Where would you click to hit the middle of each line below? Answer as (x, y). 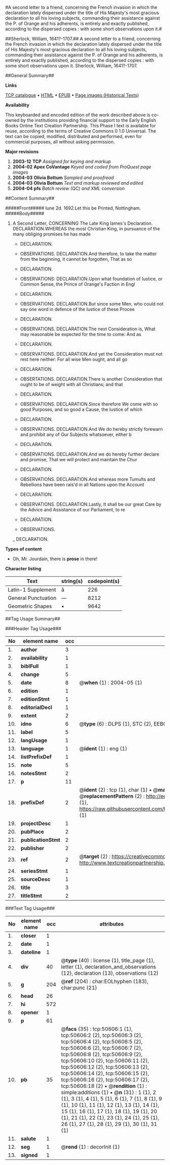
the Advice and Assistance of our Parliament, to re (73, 510)
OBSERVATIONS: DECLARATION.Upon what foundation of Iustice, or (91, 279)
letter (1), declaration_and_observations (109, 967)
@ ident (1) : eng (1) (103, 749)
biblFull (30, 666)
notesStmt (34, 773)
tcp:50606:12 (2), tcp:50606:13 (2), (105, 1067)
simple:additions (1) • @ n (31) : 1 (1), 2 (109, 1092)
